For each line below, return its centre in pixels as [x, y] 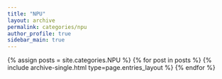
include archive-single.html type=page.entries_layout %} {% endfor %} [111, 68]
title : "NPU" [27, 14]
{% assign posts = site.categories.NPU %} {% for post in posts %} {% [110, 60]
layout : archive [31, 20]
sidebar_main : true [36, 40]
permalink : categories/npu [47, 27]
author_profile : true [39, 34]
